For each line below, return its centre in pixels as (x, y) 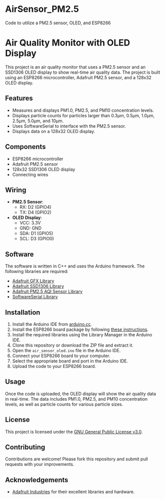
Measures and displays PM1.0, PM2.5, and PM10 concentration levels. (83, 110)
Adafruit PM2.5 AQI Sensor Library (47, 292)
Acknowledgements (37, 480)
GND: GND (31, 228)
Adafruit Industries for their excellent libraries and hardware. (73, 492)
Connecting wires (30, 175)
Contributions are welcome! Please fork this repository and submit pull (77, 459)
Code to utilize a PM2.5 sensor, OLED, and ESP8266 (58, 23)
